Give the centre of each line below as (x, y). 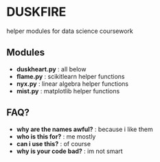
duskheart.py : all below (51, 69)
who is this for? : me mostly (56, 136)
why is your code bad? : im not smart (69, 151)
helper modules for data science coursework (70, 31)
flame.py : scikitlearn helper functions (70, 76)
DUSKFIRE (36, 12)
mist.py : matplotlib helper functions (68, 91)
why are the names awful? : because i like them (84, 129)
